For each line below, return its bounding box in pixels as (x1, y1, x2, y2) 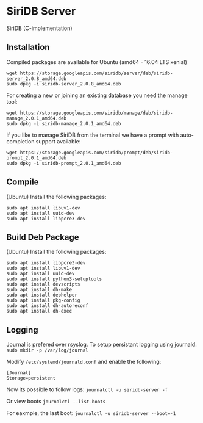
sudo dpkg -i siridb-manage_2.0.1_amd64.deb (6, 120, 121, 126)
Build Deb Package (6, 232, 79, 242)
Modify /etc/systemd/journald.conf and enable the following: (6, 358, 162, 366)
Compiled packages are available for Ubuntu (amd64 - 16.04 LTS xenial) (6, 58, 188, 65)
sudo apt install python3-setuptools (6, 276, 102, 282)
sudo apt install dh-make (6, 287, 72, 293)
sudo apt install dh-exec (6, 308, 72, 314)
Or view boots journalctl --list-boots (6, 398, 106, 405)
